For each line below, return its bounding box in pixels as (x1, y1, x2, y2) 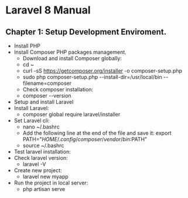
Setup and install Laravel (13, 98, 74, 105)
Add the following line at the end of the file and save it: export (22, 129, 172, 136)
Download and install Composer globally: (22, 55, 122, 62)
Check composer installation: (22, 86, 94, 93)
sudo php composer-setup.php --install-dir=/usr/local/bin (22, 74, 162, 80)
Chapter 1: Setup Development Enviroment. (5, 27, 167, 37)
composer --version (22, 92, 71, 99)
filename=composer (22, 80, 71, 87)
